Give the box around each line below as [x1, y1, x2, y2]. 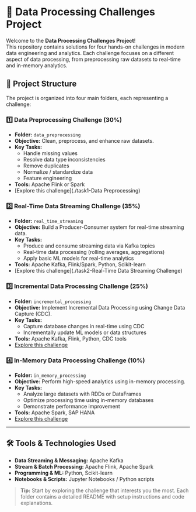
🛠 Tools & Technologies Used [6, 438, 117, 448]
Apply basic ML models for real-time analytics [23, 255, 134, 262]
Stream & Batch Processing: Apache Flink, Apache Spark [14, 463, 153, 470]
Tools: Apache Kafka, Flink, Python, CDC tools [14, 335, 127, 342]
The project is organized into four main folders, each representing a [6, 94, 169, 101]
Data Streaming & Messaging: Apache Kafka [14, 456, 124, 464]
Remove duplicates [23, 162, 69, 169]
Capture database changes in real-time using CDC [23, 322, 145, 329]
